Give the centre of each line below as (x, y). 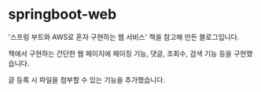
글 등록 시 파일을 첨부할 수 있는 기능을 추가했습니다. (86, 80)
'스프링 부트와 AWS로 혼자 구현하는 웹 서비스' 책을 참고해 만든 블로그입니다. (124, 37)
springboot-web (62, 14)
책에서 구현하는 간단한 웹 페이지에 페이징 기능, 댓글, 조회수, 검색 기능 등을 (120, 53)
